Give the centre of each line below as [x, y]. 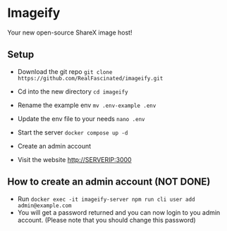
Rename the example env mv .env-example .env [87, 105]
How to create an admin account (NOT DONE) [109, 182]
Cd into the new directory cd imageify [73, 91]
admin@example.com [44, 206]
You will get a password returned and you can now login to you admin [119, 212]
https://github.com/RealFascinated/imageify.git [90, 78]
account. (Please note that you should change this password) [106, 220]
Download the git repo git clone [65, 71]
